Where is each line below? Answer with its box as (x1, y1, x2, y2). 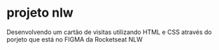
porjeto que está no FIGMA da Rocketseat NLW (6, 35, 143, 43)
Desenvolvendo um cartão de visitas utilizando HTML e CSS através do (6, 28, 213, 36)
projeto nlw (6, 5, 74, 21)
